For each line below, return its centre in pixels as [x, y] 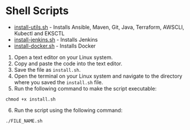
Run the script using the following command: [68, 110]
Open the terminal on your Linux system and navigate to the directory [98, 76]
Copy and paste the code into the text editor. [68, 64]
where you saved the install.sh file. [59, 82]
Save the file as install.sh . [47, 69]
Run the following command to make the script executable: [85, 88]
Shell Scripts [37, 11]
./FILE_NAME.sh [24, 121]
